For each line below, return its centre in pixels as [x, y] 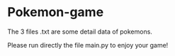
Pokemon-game [56, 12]
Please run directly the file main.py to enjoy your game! [88, 45]
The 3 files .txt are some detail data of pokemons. [80, 31]
